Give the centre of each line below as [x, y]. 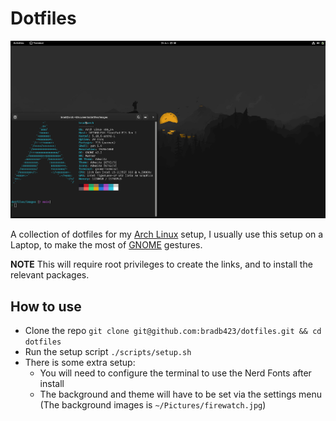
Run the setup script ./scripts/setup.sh [108, 352]
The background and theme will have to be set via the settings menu [181, 394]
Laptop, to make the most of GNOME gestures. [106, 245]
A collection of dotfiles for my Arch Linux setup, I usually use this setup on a [167, 234]
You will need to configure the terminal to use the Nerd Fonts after [175, 373]
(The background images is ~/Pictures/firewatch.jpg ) [153, 405]
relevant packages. [50, 275]
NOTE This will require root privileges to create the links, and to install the [161, 264]
